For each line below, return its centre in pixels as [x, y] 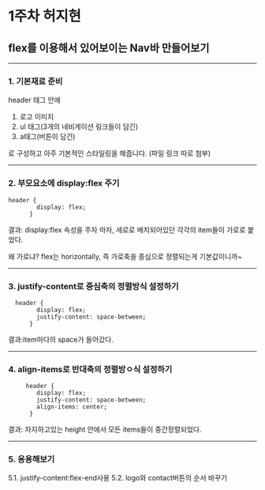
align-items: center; [72, 407]
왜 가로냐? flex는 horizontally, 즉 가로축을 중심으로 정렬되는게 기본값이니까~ [125, 256]
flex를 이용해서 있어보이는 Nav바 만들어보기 [109, 48]
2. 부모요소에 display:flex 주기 [64, 183]
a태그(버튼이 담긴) [47, 137]
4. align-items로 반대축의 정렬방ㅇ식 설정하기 [90, 369]
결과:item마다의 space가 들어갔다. [61, 339]
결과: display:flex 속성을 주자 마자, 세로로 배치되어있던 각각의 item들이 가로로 [127, 229]
